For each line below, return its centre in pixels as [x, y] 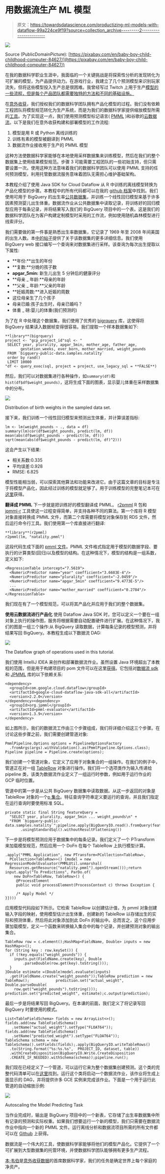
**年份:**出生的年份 [32, 261]
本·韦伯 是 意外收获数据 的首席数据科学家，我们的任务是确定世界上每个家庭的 [81, 1160]
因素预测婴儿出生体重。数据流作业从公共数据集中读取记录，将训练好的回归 [80, 203]
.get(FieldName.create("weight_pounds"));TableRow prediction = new [81, 976]
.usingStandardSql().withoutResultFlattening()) [71, 830]
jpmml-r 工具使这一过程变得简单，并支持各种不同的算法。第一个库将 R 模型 [81, 511]
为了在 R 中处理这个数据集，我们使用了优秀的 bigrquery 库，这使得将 [75, 320]
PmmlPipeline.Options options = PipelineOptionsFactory [63, 743]
